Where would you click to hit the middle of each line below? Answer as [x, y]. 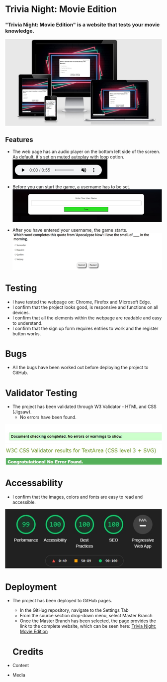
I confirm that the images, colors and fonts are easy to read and [78, 497]
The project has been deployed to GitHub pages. [62, 601]
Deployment [31, 587]
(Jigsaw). [22, 412]
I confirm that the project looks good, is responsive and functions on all [85, 307]
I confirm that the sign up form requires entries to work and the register [85, 328]
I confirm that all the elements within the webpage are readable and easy [87, 318]
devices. [21, 312]
